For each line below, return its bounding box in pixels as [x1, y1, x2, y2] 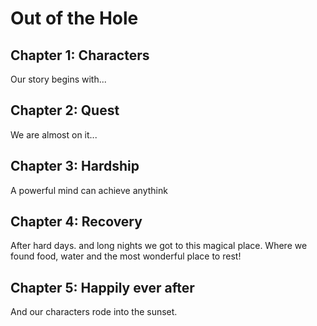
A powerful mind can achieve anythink [10, 184, 168, 196]
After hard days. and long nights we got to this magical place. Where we [10, 240, 308, 252]
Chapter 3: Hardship [10, 158, 140, 175]
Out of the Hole [10, 7, 139, 30]
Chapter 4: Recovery [10, 213, 143, 231]
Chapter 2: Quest [10, 102, 120, 119]
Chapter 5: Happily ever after [10, 279, 195, 296]
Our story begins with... [10, 73, 107, 85]
